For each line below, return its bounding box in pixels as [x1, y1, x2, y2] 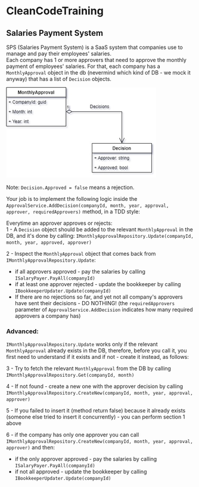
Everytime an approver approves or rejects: [6, 219, 113, 227]
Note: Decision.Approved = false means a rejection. [6, 184, 135, 191]
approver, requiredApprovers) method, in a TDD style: [6, 208, 140, 215]
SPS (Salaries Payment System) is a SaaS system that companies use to [6, 44, 183, 51]
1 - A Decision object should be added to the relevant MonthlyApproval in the [6, 226, 194, 233]
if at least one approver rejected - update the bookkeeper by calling [14, 281, 181, 287]
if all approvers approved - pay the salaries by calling [14, 268, 146, 275]
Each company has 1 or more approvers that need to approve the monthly [6, 57, 186, 63]
